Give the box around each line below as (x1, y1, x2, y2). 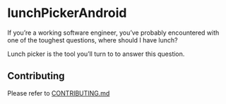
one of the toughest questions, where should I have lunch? (7, 35, 178, 44)
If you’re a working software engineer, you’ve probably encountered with (7, 28, 220, 37)
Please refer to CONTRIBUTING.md (7, 88, 110, 97)
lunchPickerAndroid (7, 5, 127, 21)
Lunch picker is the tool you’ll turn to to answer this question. (7, 50, 185, 58)
